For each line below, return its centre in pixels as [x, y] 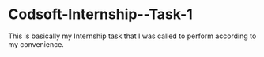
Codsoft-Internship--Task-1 [101, 14]
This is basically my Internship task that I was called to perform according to [132, 36]
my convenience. [36, 44]
